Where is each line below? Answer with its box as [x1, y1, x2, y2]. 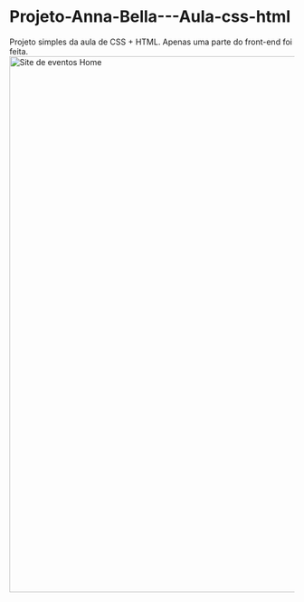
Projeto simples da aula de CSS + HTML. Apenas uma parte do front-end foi [9, 36, 292, 47]
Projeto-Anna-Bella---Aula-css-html [9, 6, 291, 27]
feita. [9, 45, 29, 56]
